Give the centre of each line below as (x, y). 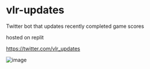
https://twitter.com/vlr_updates (43, 48)
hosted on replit (25, 37)
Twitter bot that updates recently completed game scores (75, 26)
